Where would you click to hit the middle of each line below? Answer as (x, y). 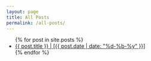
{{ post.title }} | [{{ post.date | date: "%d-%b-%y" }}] (80, 46)
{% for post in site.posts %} (49, 40)
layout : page (22, 12)
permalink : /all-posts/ (36, 23)
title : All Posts (28, 17)
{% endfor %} (32, 53)
